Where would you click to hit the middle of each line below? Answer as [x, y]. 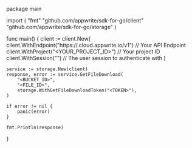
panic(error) [34, 112]
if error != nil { [29, 106]
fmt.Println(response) [35, 127]
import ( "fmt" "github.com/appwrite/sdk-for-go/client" [75, 20]
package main [24, 9]
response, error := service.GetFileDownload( [65, 75]
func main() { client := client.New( [49, 39]
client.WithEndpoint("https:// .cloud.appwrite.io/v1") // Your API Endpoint [96, 45]
